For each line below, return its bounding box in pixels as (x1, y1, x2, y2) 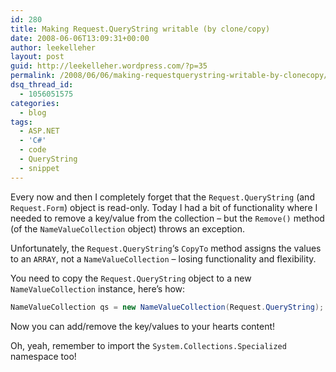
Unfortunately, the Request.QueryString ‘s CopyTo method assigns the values (10, 242, 322, 254)
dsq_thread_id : (10, 80, 74, 90)
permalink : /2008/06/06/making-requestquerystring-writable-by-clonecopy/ (10, 71, 329, 81)
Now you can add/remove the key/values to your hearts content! (10, 320, 276, 332)
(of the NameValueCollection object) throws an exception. (10, 222, 246, 235)
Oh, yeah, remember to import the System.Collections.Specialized (10, 339, 287, 351)
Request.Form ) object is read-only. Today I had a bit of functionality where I (10, 201, 318, 213)
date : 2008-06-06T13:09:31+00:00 (10, 33, 150, 43)
